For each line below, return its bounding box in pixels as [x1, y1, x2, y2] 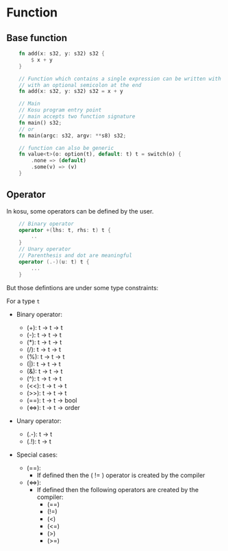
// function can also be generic [18, 144, 114, 151]
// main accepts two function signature [18, 113, 136, 120]
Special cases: [16, 450, 58, 459]
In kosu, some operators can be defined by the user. [6, 207, 154, 215]
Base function [6, 32, 68, 44]
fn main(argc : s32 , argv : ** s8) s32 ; [18, 132, 127, 139]
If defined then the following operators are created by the [36, 485, 199, 494]
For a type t [6, 296, 40, 305]
